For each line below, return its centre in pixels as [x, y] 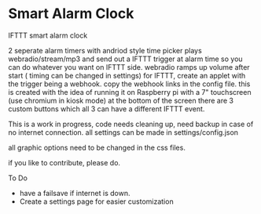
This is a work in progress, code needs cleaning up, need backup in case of [131, 124]
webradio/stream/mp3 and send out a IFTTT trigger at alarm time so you [125, 59]
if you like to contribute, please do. [64, 162]
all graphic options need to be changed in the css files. [97, 147]
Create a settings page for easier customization [97, 201]
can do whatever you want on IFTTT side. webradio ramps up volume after [129, 67]
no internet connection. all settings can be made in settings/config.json [123, 132]
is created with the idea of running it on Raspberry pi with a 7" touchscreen [130, 92]
